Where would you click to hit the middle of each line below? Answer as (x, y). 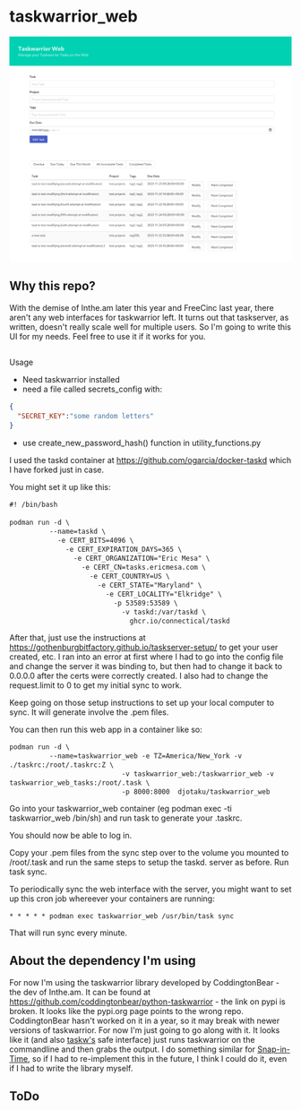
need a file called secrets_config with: (92, 389)
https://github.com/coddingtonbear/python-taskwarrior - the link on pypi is (148, 1002)
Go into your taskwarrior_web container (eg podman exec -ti (121, 808)
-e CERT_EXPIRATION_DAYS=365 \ (124, 549)
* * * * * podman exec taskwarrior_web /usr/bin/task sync (122, 916)
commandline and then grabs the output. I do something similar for (133, 1049)
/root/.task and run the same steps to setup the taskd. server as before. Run (149, 862)
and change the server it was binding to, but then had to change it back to (146, 666)
